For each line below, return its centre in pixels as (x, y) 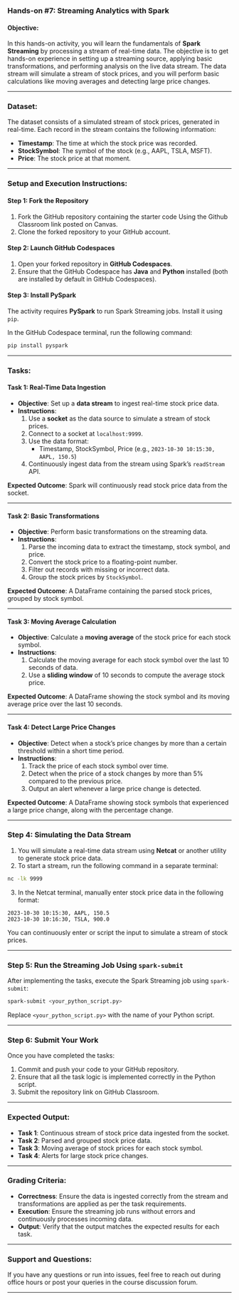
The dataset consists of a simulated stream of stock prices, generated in (113, 122)
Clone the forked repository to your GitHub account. (94, 232)
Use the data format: (58, 441)
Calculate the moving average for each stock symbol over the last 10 (128, 660)
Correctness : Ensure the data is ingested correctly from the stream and (123, 1196)
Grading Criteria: (37, 1180)
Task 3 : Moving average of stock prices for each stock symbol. (110, 1148)
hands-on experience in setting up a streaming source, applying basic (110, 58)
